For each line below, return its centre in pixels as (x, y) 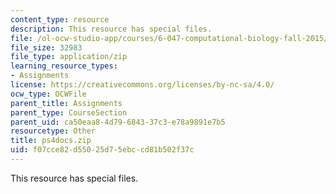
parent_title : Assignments (66, 103)
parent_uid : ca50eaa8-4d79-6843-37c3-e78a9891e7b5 (118, 122)
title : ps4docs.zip (51, 141)
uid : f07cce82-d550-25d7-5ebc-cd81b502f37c (102, 150)
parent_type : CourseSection (69, 112)
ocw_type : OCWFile (48, 94)
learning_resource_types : (64, 66)
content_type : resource (60, 19)
